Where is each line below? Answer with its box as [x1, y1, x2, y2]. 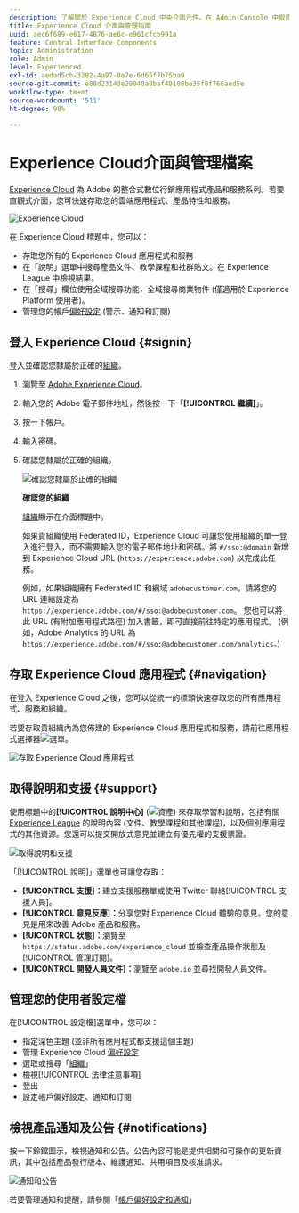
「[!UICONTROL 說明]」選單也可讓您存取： [9, 866, 167, 877]
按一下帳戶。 [21, 417, 69, 427]
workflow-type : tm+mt [9, 87, 90, 96]
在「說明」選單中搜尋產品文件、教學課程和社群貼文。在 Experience [21, 262, 269, 273]
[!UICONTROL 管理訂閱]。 [21, 952, 118, 963]
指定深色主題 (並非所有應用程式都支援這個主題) [21, 1036, 194, 1046]
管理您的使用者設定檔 [9, 992, 126, 1007]
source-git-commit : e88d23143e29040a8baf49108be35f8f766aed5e [9, 79, 245, 88]
